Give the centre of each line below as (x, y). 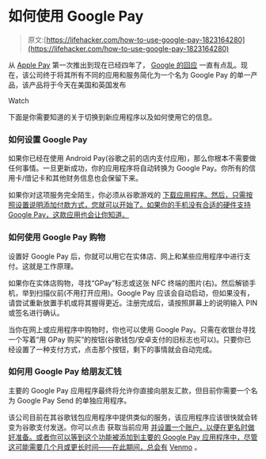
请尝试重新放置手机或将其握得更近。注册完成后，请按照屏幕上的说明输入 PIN (133, 303)
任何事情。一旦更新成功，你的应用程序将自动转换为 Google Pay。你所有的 (129, 168)
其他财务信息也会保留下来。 (98, 178)
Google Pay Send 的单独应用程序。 (74, 400)
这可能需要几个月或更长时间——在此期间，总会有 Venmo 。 (105, 447)
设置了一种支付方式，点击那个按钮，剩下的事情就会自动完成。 (115, 349)
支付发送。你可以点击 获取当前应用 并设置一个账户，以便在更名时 (141, 427)
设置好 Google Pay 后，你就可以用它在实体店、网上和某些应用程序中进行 (126, 256)
